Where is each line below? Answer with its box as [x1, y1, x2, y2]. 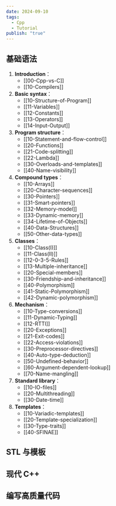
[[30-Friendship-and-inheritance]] [23, 275, 107, 282]
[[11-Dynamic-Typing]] [23, 314, 77, 321]
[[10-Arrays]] [23, 180, 54, 187]
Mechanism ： [14, 301, 50, 308]
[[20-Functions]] [23, 142, 64, 149]
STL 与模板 [6, 447, 46, 457]
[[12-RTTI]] [23, 320, 50, 327]
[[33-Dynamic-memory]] [23, 211, 84, 218]
